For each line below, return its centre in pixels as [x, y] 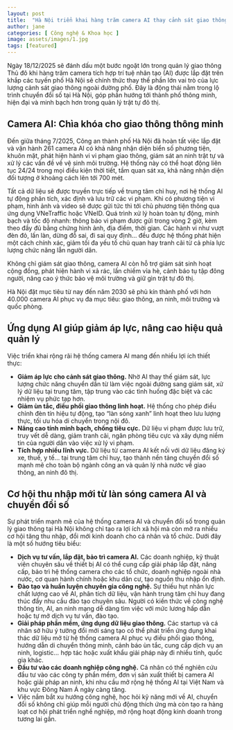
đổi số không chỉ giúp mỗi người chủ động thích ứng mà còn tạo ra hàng [120, 704]
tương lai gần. [37, 719]
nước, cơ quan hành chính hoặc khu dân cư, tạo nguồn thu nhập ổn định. [121, 579]
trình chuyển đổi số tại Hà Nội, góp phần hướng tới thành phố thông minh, [112, 95]
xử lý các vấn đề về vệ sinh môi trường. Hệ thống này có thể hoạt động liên [114, 163]
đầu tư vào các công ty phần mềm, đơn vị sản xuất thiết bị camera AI [115, 675]
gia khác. [30, 660]
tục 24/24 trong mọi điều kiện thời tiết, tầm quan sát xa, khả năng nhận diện [115, 170]
